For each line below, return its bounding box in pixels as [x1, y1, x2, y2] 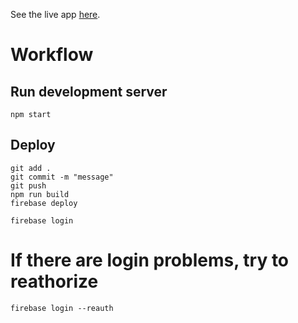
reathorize [10, 270, 99, 293]
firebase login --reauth [10, 303, 114, 313]
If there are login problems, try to [10, 249, 290, 271]
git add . [10, 163, 52, 173]
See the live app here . [10, 9, 101, 20]
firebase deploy [10, 198, 78, 208]
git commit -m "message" [10, 172, 114, 182]
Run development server [10, 83, 168, 100]
